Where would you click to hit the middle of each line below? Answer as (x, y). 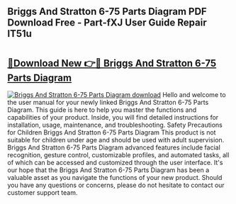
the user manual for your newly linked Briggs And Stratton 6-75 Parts (108, 102)
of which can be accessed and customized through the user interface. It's (115, 163)
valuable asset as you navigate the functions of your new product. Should (115, 177)
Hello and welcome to (194, 95)
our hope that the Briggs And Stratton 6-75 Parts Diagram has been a (108, 170)
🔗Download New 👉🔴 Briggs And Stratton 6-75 (112, 63)
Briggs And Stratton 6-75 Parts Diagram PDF (107, 12)
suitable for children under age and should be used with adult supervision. (116, 140)
